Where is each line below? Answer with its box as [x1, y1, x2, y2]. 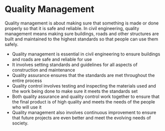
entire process [12, 77, 42, 83]
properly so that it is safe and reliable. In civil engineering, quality [5, 25, 139, 31]
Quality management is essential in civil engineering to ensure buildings [12, 51, 160, 57]
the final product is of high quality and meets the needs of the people [12, 98, 155, 104]
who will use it [12, 104, 42, 110]
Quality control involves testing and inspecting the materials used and [12, 82, 156, 88]
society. [12, 120, 29, 126]
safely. [5, 41, 19, 47]
